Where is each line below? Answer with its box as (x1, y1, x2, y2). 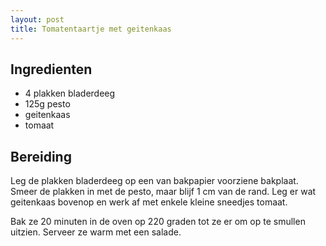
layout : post (10, 14, 65, 25)
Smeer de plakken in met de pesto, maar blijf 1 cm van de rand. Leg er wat (10, 186, 317, 198)
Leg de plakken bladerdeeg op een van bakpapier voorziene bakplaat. (10, 175, 299, 187)
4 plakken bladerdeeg (24, 87, 116, 100)
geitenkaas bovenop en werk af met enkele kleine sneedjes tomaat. (10, 196, 288, 208)
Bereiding (10, 148, 72, 165)
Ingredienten (10, 61, 93, 78)
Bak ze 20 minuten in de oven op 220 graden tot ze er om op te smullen (10, 216, 306, 228)
